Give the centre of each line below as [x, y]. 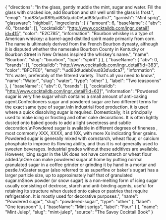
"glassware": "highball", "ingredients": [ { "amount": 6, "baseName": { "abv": [83, 23]
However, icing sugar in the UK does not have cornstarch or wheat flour [79, 154]
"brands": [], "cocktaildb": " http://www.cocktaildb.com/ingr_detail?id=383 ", [82, 65]
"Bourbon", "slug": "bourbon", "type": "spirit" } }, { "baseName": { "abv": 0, [82, 60]
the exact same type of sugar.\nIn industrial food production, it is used [77, 107]
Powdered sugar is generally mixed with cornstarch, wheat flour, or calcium [82, 138]
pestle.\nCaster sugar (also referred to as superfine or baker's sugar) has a [82, 170]
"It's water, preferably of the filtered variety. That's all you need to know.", [80, 75]
